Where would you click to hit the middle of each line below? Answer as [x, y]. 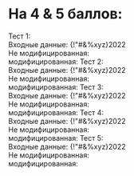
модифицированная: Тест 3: [56, 87]
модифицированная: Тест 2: [56, 62]
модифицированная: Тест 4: [56, 112]
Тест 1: [20, 36]
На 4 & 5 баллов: [65, 14]
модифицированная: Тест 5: [56, 138]
